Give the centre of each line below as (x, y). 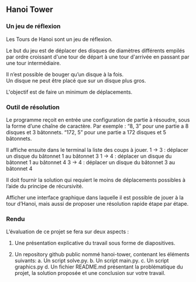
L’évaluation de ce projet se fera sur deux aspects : (68, 232)
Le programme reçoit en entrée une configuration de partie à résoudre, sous (98, 120)
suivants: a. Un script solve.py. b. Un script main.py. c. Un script (92, 261)
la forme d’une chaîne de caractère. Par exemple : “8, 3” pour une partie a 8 (97, 126)
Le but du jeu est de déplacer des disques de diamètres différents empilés (96, 50)
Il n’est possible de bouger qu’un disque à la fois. (65, 74)
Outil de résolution (33, 107)
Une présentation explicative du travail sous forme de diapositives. (95, 243)
